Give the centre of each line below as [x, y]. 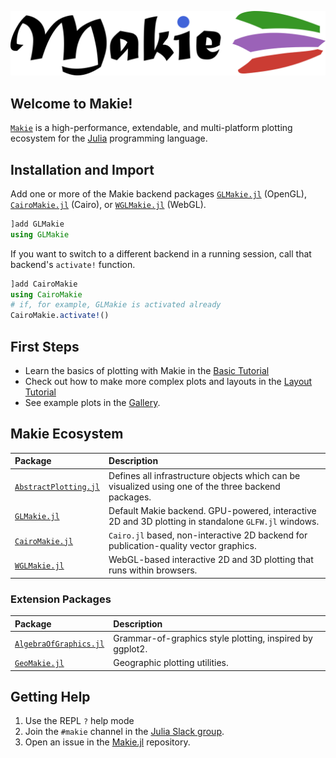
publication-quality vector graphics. [182, 546]
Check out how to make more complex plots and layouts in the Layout [168, 382]
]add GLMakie [37, 224]
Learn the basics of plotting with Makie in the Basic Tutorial [147, 371]
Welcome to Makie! [71, 103]
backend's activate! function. [73, 264]
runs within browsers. [153, 570]
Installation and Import [82, 169]
